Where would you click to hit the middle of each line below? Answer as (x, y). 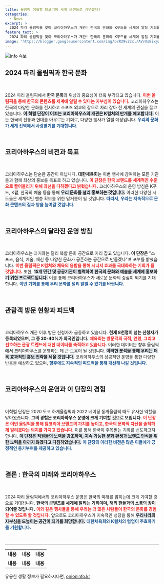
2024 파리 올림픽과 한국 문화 (46, 73)
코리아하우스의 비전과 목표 (42, 152)
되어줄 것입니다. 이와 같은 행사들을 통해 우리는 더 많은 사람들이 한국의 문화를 (76, 509)
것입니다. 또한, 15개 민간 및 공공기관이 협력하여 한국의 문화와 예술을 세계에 (75, 271)
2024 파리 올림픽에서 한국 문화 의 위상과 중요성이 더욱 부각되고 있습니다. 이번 (78, 95)
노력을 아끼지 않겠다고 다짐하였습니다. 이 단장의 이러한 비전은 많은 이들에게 (80, 442)
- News (16, 19)
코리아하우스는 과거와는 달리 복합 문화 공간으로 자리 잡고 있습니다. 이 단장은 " (78, 253)
